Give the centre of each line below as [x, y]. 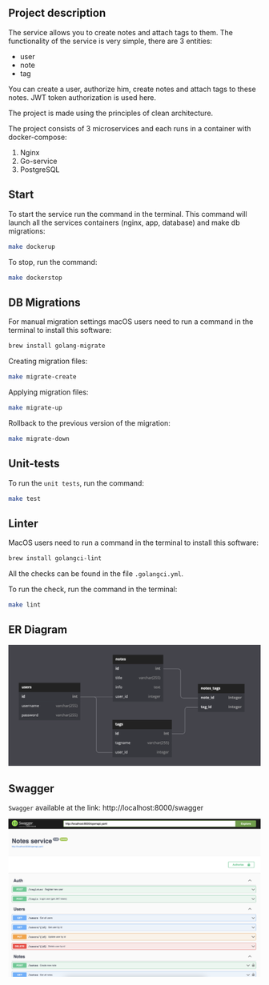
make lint [25, 605]
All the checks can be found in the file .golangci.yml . [96, 574]
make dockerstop [35, 278]
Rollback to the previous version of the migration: [89, 422]
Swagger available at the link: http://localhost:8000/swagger [106, 808]
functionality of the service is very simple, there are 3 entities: [110, 41]
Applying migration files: [48, 392]
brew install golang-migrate [57, 346]
